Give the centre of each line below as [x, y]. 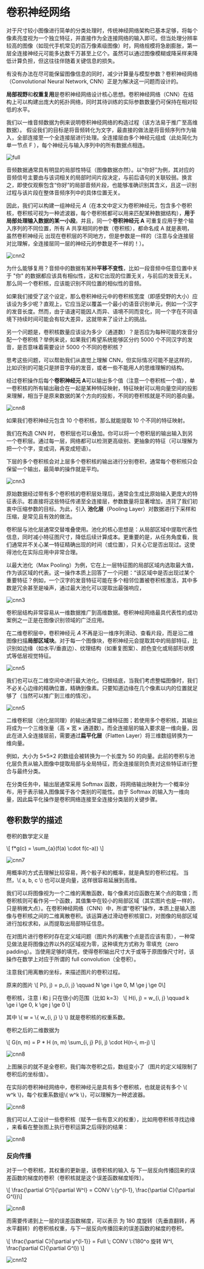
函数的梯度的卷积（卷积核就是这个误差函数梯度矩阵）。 [79, 1178]
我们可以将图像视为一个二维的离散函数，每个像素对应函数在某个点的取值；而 [102, 893]
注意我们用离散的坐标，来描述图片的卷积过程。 [65, 972]
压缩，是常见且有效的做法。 [41, 516]
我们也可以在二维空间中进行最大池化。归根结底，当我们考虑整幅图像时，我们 [102, 680]
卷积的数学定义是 [28, 836]
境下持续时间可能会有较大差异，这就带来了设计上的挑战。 [78, 319]
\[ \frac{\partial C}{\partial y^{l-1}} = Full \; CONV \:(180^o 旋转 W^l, [90, 1241]
